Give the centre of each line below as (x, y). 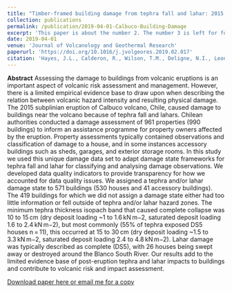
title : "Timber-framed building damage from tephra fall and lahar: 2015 (116, 13)
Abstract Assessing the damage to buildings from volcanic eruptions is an (113, 78)
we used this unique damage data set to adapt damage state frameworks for (116, 159)
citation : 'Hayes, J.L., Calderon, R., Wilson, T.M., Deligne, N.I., (109, 59)
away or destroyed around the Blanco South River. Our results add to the (110, 254)
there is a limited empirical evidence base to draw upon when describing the (116, 92)
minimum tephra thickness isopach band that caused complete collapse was (116, 210)
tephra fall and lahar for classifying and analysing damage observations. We (115, 165)
